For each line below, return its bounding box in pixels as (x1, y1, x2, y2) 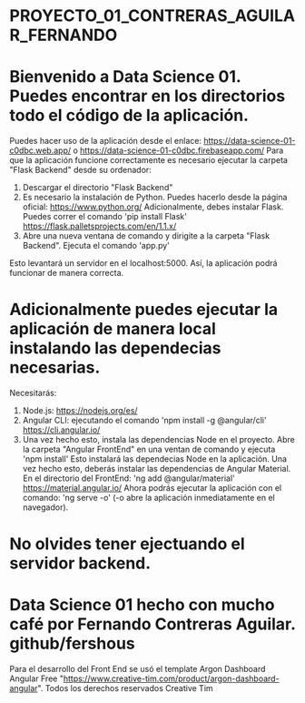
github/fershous (9, 634, 136, 654)
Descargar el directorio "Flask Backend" (22, 182, 173, 193)
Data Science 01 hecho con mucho (9, 595, 275, 616)
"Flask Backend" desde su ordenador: (9, 165, 152, 176)
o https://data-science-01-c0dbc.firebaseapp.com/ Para (72, 145, 284, 156)
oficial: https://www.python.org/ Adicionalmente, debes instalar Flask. (22, 201, 284, 212)
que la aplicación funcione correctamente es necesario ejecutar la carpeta (9, 155, 289, 166)
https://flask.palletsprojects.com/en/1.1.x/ (22, 220, 177, 232)
